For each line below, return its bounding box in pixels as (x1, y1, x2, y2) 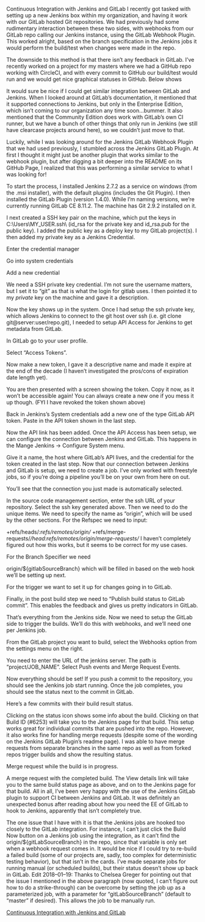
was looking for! (6, 171, 47, 178)
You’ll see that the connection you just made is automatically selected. (6, 485, 183, 492)
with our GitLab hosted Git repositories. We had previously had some (6, 18, 179, 25)
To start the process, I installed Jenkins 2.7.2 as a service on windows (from (6, 183, 197, 190)
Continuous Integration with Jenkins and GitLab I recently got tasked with (6, 6, 191, 12)
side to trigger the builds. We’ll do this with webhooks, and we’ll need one (6, 620, 192, 627)
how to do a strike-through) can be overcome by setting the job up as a (6, 884, 186, 891)
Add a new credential (6, 269, 60, 276)
